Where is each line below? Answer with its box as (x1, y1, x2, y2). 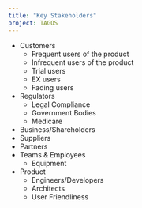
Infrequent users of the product (31, 57, 134, 67)
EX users (31, 74, 61, 84)
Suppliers (19, 133, 51, 142)
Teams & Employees (19, 149, 86, 159)
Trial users (31, 66, 66, 75)
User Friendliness (31, 191, 89, 202)
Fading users (31, 82, 74, 92)
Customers (19, 40, 56, 50)
